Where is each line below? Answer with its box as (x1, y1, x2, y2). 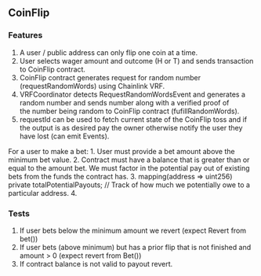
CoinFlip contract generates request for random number (19, 72, 201, 82)
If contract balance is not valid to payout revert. (19, 259, 173, 268)
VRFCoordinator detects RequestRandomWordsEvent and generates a (19, 90, 245, 99)
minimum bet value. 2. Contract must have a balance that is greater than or (8, 155, 250, 164)
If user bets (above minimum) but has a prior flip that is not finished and (19, 242, 252, 252)
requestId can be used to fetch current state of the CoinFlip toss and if (19, 114, 248, 124)
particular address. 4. (8, 188, 78, 197)
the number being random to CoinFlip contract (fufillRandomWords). (19, 106, 240, 116)
